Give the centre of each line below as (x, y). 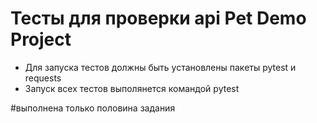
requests (43, 78)
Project (41, 39)
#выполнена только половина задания (93, 108)
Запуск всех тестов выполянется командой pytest (132, 88)
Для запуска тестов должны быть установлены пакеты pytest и (160, 67)
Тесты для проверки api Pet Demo (158, 18)
